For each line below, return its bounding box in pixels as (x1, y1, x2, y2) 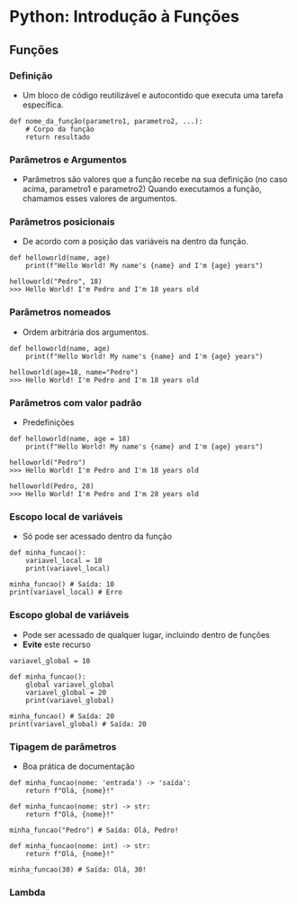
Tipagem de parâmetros (9, 740, 117, 753)
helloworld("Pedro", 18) (9, 277, 103, 286)
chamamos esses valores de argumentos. (22, 193, 177, 204)
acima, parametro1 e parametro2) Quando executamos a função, (22, 183, 263, 195)
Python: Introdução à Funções (9, 6, 240, 27)
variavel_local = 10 (25, 557, 103, 566)
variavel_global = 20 (25, 688, 106, 697)
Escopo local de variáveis (9, 510, 123, 522)
